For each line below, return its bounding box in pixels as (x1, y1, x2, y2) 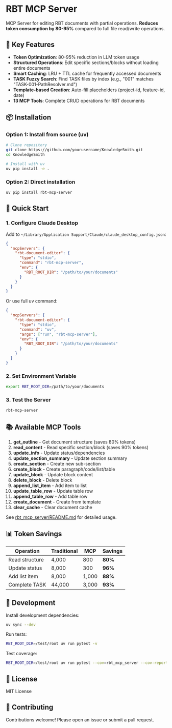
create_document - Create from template (13, 498, 101, 505)
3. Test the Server (6, 396, 51, 403)
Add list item (8, 573, 38, 580)
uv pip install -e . (6, 166, 50, 171)
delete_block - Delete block (13, 477, 72, 483)
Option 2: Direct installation (6, 178, 76, 185)
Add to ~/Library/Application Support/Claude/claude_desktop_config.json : (6, 231, 166, 237)
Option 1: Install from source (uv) (6, 131, 89, 138)
